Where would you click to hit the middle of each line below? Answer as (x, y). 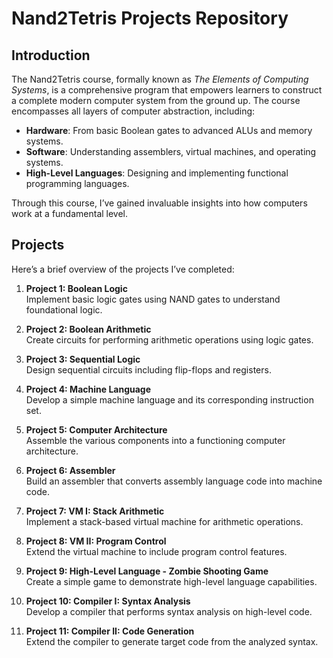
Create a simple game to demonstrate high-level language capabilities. (171, 581)
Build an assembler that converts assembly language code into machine (174, 481)
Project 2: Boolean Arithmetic (88, 329)
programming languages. (77, 183)
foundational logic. (64, 309)
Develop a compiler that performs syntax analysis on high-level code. (169, 611)
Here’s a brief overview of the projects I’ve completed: (123, 269)
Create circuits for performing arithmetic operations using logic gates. (169, 339)
